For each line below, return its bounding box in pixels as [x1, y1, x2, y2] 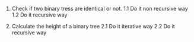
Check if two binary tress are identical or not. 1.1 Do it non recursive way [11, 5, 188, 12]
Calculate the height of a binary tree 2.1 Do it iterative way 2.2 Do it [11, 23, 175, 30]
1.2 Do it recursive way [11, 11, 68, 18]
